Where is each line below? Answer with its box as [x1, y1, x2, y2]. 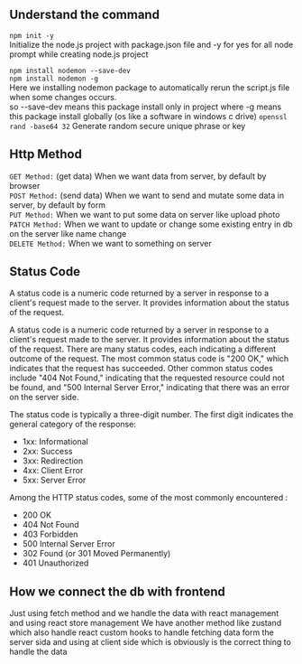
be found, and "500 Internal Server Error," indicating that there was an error [9, 382, 290, 393]
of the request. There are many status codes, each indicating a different [9, 343, 277, 355]
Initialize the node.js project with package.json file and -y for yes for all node [9, 39, 294, 50]
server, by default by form [9, 199, 106, 210]
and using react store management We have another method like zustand [9, 618, 282, 629]
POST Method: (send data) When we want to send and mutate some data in [9, 190, 285, 201]
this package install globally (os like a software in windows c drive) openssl [9, 110, 288, 121]
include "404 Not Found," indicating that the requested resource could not [9, 372, 286, 383]
